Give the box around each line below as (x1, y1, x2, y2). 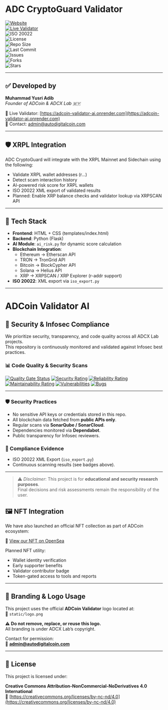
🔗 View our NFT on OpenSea (5, 538, 64, 544)
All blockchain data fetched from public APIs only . (12, 416, 116, 423)
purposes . (17, 481, 39, 488)
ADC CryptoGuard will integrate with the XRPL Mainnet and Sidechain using (5, 156, 161, 162)
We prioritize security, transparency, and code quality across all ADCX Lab (5, 333, 159, 339)
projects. (5, 339, 23, 345)
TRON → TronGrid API (19, 257, 66, 263)
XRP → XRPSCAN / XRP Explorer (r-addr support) (19, 273, 122, 279)
